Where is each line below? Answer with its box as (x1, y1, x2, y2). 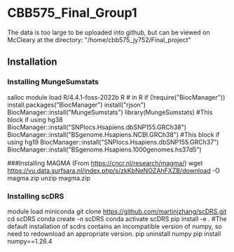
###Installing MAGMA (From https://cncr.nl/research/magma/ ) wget (7, 159, 203, 167)
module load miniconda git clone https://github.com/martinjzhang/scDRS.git (7, 207, 227, 215)
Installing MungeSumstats (7, 77, 99, 87)
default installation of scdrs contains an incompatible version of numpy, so (7, 222, 222, 230)
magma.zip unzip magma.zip (7, 173, 91, 182)
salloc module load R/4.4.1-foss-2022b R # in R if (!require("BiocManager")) (7, 93, 226, 101)
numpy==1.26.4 (7, 237, 53, 245)
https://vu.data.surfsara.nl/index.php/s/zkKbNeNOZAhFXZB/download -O (7, 166, 221, 175)
